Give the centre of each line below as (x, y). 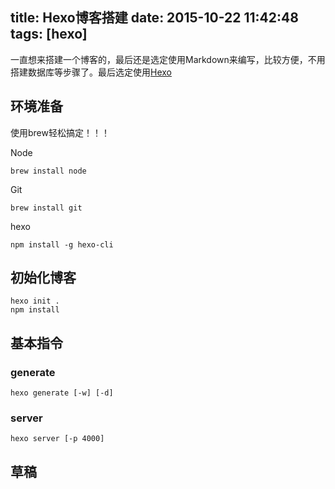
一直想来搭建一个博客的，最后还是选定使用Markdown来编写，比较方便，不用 (168, 59)
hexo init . (35, 301)
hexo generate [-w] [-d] (62, 393)
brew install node (48, 171)
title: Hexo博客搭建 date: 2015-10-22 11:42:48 (154, 18)
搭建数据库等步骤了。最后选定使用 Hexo (91, 72)
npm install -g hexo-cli (62, 244)
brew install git (46, 208)
